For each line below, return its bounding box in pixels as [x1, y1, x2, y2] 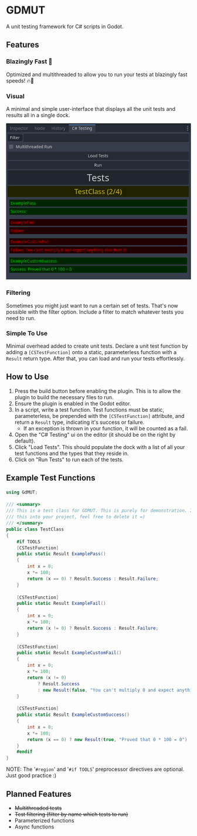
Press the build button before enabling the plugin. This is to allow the [14, 388, 181, 395]
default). [14, 437, 35, 444]
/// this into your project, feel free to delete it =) [6, 514, 145, 520]
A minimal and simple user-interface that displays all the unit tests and [6, 105, 176, 112]
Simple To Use [6, 329, 48, 337]
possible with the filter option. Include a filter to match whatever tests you [6, 308, 184, 315]
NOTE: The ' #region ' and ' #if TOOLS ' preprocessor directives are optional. [6, 766, 185, 773]
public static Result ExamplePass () [16, 551, 107, 557]
